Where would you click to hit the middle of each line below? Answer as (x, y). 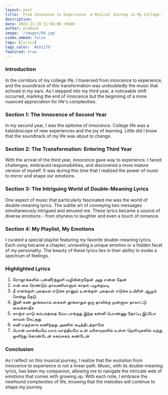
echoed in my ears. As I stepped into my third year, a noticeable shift (76, 91)
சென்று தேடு (24, 297)
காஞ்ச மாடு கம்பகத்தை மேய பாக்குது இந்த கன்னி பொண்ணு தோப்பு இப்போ (84, 313)
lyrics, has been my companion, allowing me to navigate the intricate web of (84, 371)
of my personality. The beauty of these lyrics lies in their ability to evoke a (81, 250)
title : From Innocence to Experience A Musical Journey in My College (82, 15)
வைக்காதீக (23, 308)
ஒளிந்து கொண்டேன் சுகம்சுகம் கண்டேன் (51, 336)
